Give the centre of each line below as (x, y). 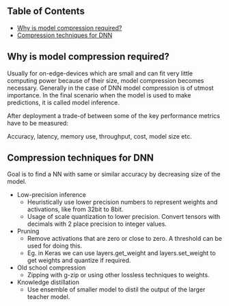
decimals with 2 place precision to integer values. (97, 224)
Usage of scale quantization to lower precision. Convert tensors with (124, 217)
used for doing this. (55, 246)
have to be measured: (38, 123)
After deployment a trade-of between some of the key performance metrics (113, 115)
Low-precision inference (52, 195)
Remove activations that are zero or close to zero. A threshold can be (124, 239)
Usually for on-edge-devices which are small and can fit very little (100, 73)
